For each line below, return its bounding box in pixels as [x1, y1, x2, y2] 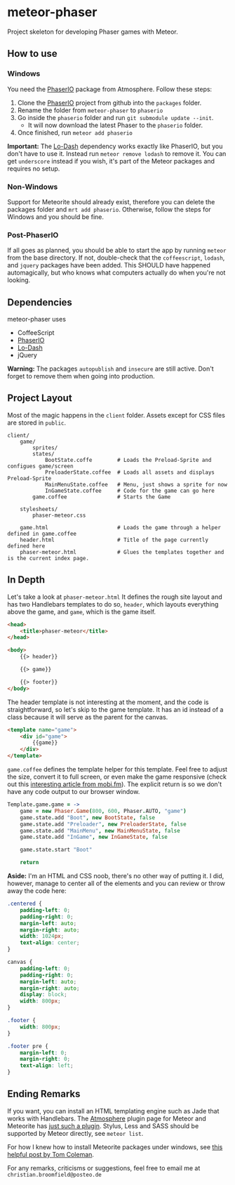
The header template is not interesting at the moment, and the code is [7, 698, 209, 706]
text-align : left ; [20, 1062, 74, 1069]
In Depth [7, 574, 46, 586]
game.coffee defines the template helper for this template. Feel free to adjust [7, 765, 228, 774]
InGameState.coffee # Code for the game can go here [44, 487, 215, 494]
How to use [7, 48, 58, 60]
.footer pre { [7, 1042, 49, 1050]
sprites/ [32, 444, 58, 451]
